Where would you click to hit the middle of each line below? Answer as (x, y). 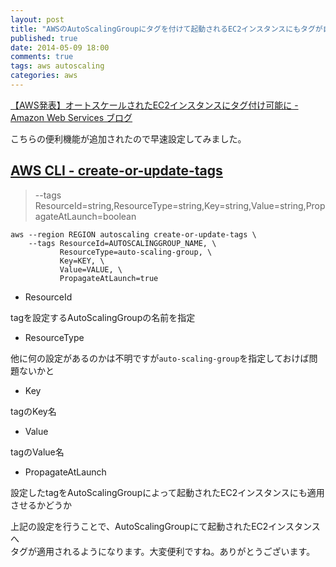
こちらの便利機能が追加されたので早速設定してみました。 (128, 138)
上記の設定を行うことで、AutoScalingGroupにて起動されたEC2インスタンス (165, 526)
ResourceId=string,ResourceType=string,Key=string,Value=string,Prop (180, 205)
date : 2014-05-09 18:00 (60, 47)
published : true (44, 38)
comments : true (42, 57)
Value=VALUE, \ (91, 269)
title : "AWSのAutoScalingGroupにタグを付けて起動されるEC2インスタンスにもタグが (166, 29)
